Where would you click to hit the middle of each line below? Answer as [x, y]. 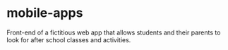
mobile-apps [45, 13]
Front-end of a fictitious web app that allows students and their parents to [114, 32]
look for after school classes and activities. [69, 39]
